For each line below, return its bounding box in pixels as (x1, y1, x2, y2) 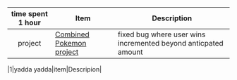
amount (117, 47, 143, 57)
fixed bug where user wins (117, 29, 206, 39)
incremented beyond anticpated (117, 39, 224, 48)
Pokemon (55, 39, 87, 48)
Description (152, 13, 193, 23)
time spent (11, 9, 48, 18)
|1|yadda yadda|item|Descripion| (7, 65, 102, 73)
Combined (55, 29, 90, 39)
